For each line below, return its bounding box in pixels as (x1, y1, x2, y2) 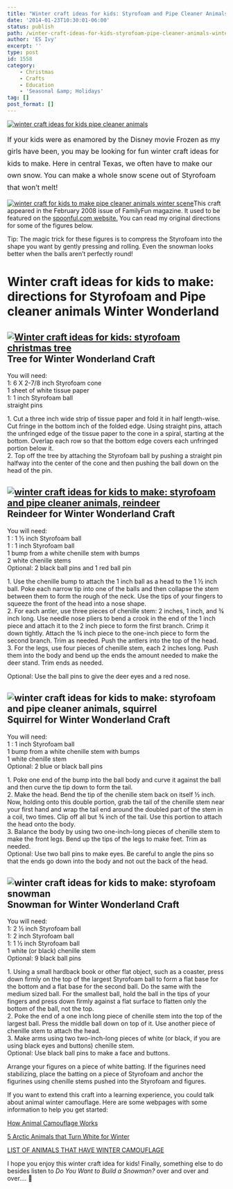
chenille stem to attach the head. (7, 1027, 101, 1035)
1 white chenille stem (7, 755, 67, 763)
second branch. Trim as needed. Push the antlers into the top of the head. (7, 636, 218, 645)
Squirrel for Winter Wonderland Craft (7, 714, 171, 726)
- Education (19, 81, 54, 88)
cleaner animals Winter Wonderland (7, 304, 220, 320)
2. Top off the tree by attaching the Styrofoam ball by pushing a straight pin (7, 451, 223, 459)
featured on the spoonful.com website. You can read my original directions (7, 214, 221, 222)
